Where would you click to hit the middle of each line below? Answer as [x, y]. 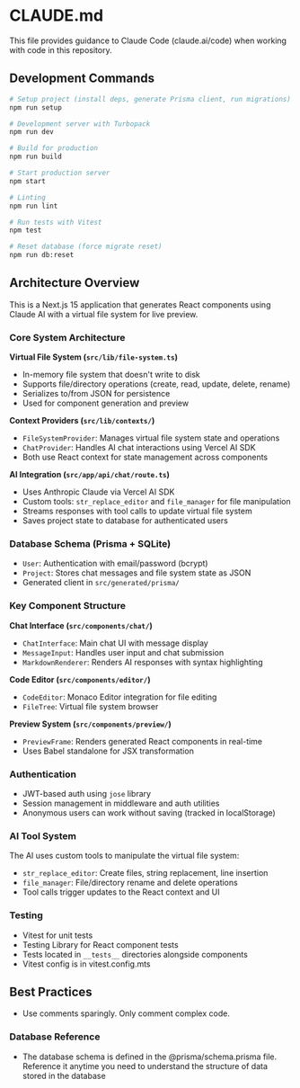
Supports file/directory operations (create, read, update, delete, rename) [156, 384]
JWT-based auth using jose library [86, 794]
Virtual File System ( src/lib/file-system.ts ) [93, 357]
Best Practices [51, 991]
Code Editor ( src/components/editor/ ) [80, 679]
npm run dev [31, 132]
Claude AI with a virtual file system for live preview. [104, 314]
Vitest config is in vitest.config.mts [86, 964]
